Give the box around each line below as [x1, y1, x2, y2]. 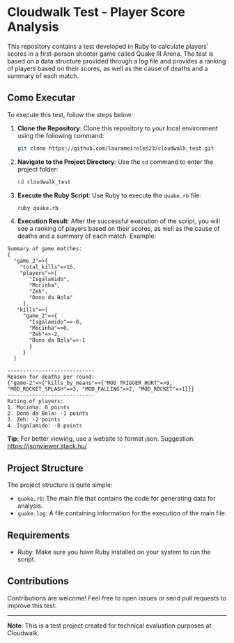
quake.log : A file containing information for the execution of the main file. [17, 509, 227, 517]
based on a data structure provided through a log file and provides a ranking [7, 56, 226, 65]
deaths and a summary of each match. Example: [17, 232, 157, 241]
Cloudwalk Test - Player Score [7, 4, 186, 20]
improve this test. [7, 601, 57, 610]
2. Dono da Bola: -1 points [7, 410, 89, 417]
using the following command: [17, 131, 104, 139]
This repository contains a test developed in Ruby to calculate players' [7, 42, 209, 50]
